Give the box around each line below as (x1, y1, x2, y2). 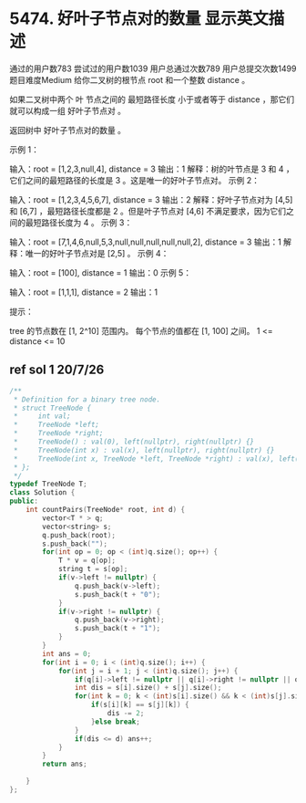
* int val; (13, 412, 71, 421)
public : (9, 496, 39, 506)
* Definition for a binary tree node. (13, 394, 161, 404)
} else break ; (90, 717, 141, 726)
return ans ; (42, 759, 88, 769)
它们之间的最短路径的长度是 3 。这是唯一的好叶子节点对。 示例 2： (9, 174, 260, 185)
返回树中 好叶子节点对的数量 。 (9, 124, 126, 135)
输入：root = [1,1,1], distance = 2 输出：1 (9, 287, 158, 297)
